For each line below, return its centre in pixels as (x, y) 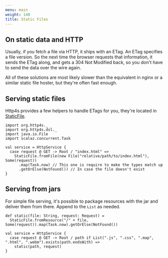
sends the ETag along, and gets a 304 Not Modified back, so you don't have (84, 62)
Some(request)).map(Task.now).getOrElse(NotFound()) (62, 224)
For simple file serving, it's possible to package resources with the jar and (82, 201)
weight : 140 (18, 15)
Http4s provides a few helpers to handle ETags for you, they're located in (81, 111)
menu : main (17, 10)
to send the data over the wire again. (43, 68)
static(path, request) (38, 246)
